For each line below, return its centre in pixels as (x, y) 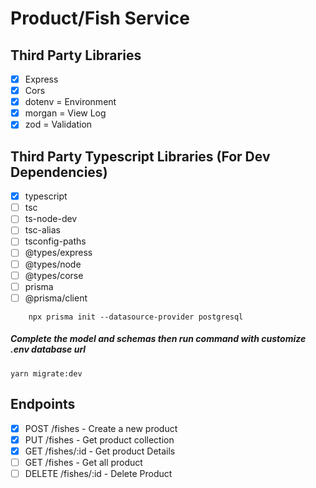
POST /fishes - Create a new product (101, 428)
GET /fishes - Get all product (83, 462)
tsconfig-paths (55, 241)
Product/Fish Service (100, 18)
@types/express (58, 253)
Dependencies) (59, 172)
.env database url (48, 349)
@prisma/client (56, 298)
